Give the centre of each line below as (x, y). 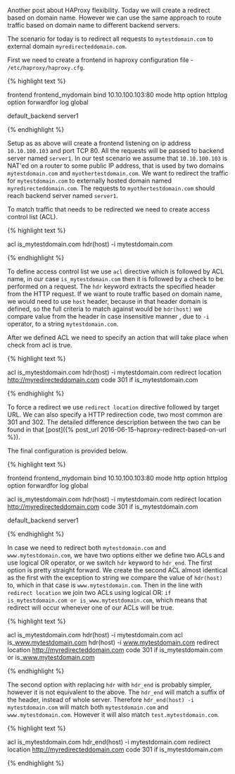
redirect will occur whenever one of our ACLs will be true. (91, 608)
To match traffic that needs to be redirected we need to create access (109, 209)
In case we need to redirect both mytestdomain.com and (87, 548)
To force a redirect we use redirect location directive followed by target (113, 407)
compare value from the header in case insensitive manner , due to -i (108, 316)
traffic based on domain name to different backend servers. (94, 25)
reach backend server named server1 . (63, 196)
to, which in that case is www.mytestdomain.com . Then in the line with (105, 585)
